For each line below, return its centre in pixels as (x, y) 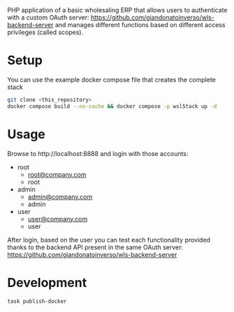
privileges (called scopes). (45, 32)
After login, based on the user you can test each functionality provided (109, 240)
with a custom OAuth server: (48, 17)
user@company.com (58, 219)
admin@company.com (60, 196)
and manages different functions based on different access (140, 25)
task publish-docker (37, 301)
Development (47, 282)
